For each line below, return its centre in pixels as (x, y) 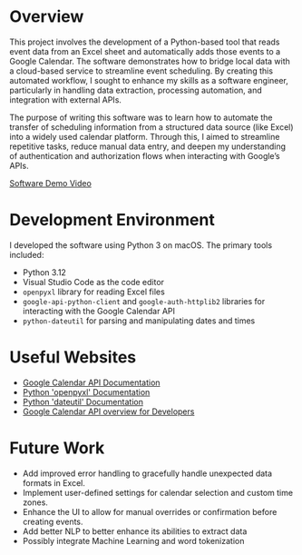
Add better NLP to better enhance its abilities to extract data (135, 531)
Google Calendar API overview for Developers (108, 411)
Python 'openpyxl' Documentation (86, 391)
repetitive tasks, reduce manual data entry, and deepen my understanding (148, 146)
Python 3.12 (44, 272)
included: (27, 254)
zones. (35, 502)
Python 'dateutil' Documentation (83, 401)
